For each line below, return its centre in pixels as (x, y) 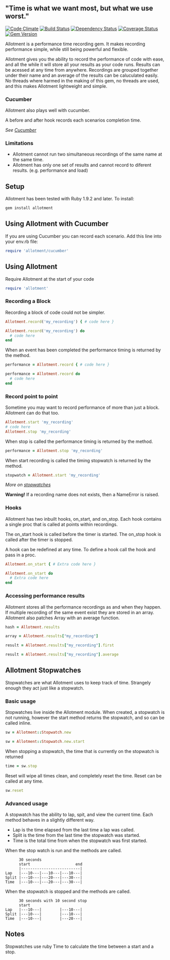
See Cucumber (21, 130)
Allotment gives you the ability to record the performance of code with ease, (85, 59)
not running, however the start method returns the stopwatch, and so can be (85, 718)
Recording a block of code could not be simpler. (55, 312)
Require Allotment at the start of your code (50, 279)
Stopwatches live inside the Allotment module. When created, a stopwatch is (85, 712)
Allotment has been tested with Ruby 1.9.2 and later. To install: (70, 199)
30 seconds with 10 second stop (53, 901)
